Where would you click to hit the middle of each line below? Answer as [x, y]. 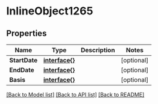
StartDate [24, 60]
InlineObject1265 [50, 11]
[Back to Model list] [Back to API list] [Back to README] [75, 95]
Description [98, 50]
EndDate [22, 70]
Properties [27, 33]
